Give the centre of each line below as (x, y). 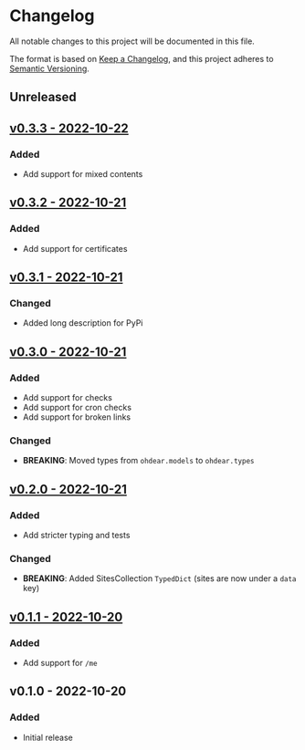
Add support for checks (67, 398)
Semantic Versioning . (49, 68)
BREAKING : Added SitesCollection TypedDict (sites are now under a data (159, 578)
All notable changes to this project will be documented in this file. (132, 41)
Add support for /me (60, 663)
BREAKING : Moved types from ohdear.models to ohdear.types (138, 461)
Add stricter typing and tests (76, 536)
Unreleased (43, 97)
